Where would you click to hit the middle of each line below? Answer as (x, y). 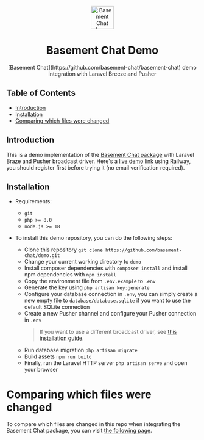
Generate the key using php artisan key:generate (87, 287)
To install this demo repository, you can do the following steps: (93, 238)
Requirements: (33, 201)
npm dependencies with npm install (70, 275)
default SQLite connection (57, 307)
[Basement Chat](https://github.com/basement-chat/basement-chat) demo (102, 67)
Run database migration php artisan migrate (81, 350)
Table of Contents (41, 93)
